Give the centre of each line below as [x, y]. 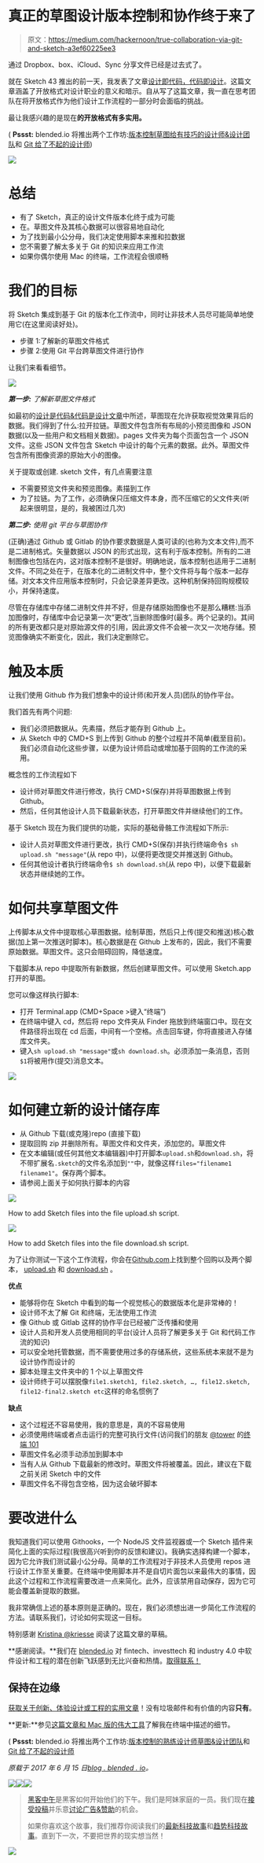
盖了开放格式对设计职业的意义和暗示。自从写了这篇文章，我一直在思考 [135, 90]
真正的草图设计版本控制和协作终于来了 [132, 16]
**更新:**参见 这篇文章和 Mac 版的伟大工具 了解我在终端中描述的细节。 [121, 1725]
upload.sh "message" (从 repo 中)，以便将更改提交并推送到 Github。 [128, 854]
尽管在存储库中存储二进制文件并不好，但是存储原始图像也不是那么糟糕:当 [126, 607]
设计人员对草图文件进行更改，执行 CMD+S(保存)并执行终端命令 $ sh [128, 844]
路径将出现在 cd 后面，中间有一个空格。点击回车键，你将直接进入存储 [139, 1031]
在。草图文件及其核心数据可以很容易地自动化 [92, 227]
